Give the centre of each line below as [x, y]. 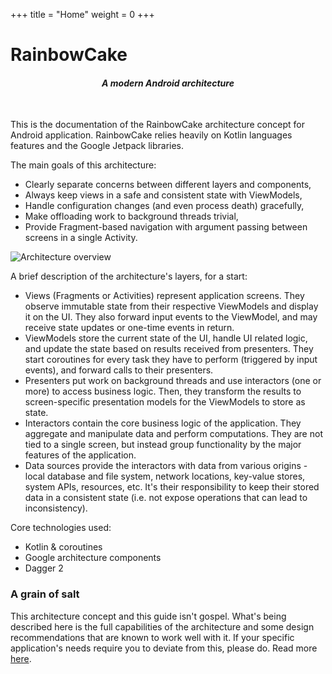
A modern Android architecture [168, 83]
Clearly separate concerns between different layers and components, [168, 185]
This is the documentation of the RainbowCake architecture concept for [157, 125]
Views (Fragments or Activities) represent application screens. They [164, 296]
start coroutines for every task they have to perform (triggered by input [171, 360]
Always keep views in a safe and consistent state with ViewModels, [163, 195]
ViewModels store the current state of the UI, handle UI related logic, [166, 338]
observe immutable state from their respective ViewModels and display [171, 306]
